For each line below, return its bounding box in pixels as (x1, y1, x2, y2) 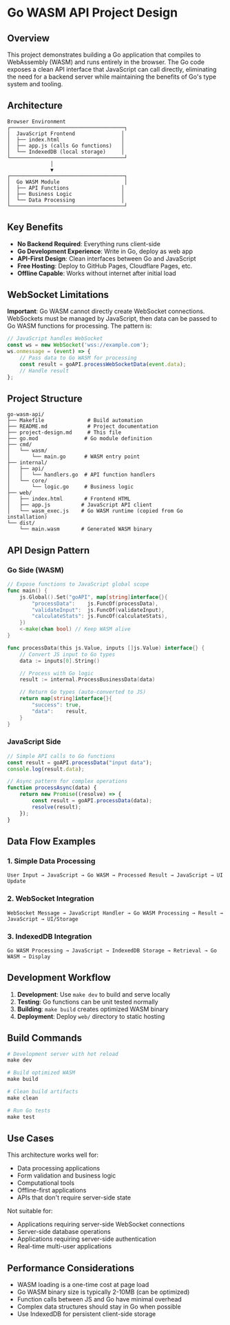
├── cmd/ (7, 441, 32, 448)
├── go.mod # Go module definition (7, 435, 153, 442)
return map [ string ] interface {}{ (19, 695, 112, 702)
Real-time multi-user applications (17, 1242, 112, 1251)
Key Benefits (7, 221, 63, 233)
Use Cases (7, 1133, 54, 1144)
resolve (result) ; (32, 804, 81, 810)
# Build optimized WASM (7, 1069, 76, 1077)
